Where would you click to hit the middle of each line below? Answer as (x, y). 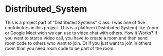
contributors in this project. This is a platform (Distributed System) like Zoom (81, 27)
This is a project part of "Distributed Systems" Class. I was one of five (75, 22)
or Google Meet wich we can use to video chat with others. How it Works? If (81, 33)
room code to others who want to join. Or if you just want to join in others (78, 43)
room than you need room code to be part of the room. (60, 48)
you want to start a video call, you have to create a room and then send (76, 38)
